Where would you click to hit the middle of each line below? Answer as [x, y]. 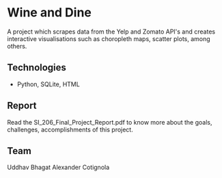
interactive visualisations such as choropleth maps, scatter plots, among [109, 38]
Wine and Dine [50, 13]
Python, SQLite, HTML [48, 84]
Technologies [37, 67]
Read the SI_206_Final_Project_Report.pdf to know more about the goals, [110, 122]
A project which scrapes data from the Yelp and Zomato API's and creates [111, 31]
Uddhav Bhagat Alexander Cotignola [58, 167]
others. [17, 46]
